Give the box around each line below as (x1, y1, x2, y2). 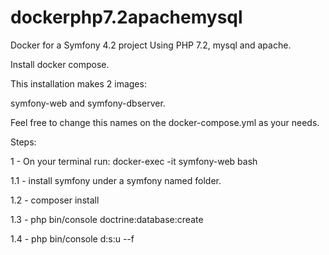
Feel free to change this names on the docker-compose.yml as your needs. (10, 116, 320, 128)
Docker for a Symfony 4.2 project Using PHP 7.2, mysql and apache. (10, 39, 292, 51)
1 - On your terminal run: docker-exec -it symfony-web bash (10, 155, 258, 167)
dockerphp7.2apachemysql (10, 6, 243, 29)
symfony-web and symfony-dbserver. (10, 97, 166, 109)
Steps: (10, 136, 37, 148)
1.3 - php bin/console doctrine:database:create (10, 213, 204, 225)
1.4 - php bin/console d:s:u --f (10, 232, 135, 245)
